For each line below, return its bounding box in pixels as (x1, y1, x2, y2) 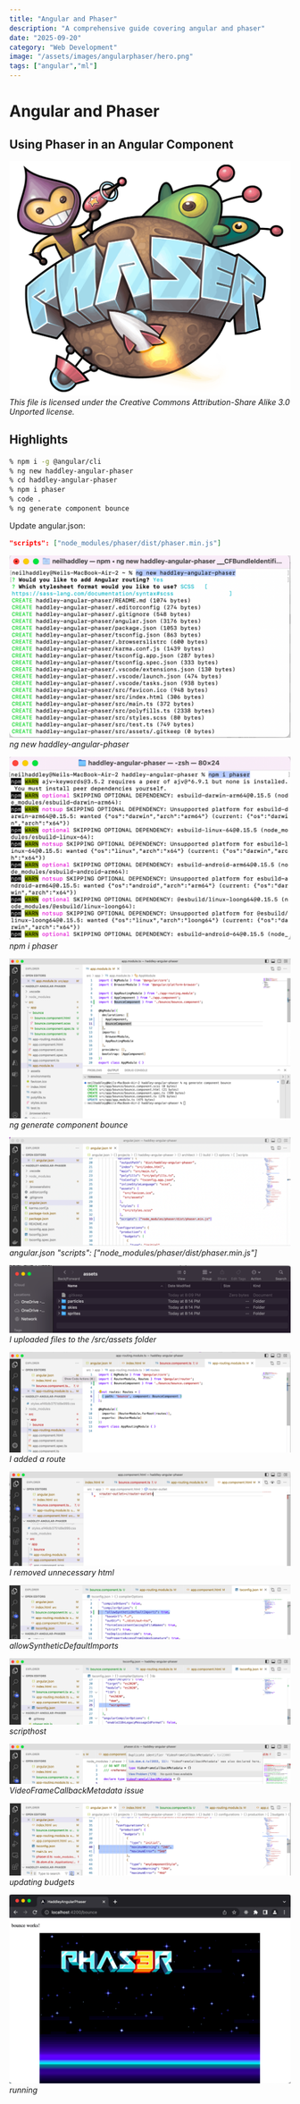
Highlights (9, 432, 69, 447)
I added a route (9, 1454, 66, 1465)
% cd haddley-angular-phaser (9, 476, 118, 485)
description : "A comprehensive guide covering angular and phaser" (9, 23, 266, 33)
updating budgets (9, 1877, 75, 1888)
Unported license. (9, 406, 75, 417)
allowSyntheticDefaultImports (9, 1640, 119, 1651)
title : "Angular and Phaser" (9, 14, 118, 23)
